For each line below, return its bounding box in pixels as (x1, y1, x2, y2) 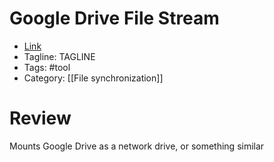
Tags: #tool (23, 61, 71, 73)
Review (9, 107, 72, 130)
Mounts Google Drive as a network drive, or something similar (9, 140, 265, 152)
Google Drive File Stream (9, 7, 220, 30)
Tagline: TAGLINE (23, 50, 96, 62)
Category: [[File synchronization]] (23, 72, 164, 84)
